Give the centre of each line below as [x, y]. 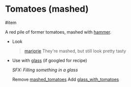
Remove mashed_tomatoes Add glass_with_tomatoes [65, 79]
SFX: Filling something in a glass [45, 70]
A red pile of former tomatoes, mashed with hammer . [58, 32]
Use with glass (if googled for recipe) [50, 60]
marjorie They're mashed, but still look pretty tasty [75, 51]
